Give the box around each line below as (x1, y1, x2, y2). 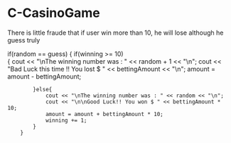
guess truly (7, 35, 41, 44)
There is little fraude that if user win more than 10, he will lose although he (7, 28, 224, 37)
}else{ (33, 86, 53, 93)
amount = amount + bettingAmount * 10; (45, 110, 163, 118)
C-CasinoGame (7, 5, 101, 21)
